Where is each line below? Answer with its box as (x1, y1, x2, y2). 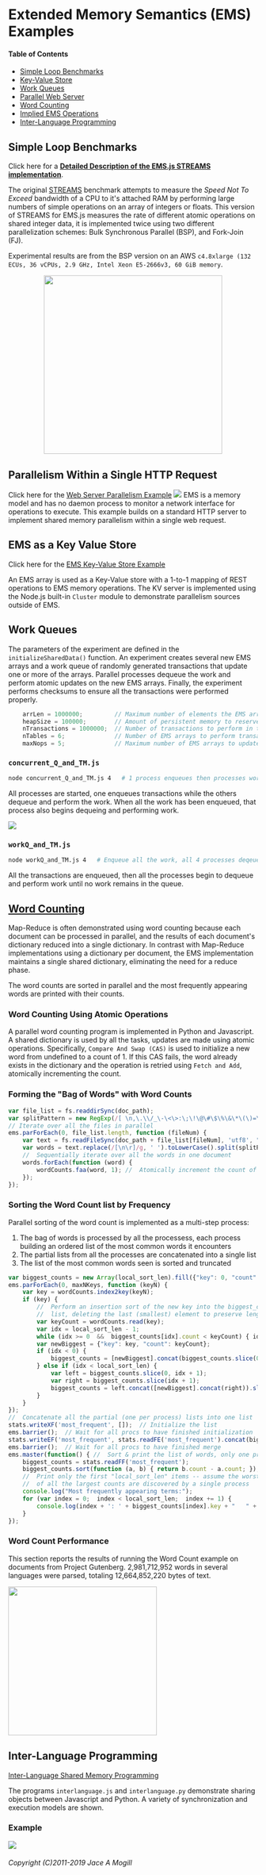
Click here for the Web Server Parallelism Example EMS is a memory (8, 490, 241, 500)
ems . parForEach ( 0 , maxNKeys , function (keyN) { (8, 1281, 169, 1289)
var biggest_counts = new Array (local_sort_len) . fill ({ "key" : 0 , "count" (8, 1274, 257, 1281)
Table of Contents (8, 49, 69, 59)
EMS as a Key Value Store (8, 538, 137, 552)
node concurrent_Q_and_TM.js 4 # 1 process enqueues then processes (8, 774, 246, 782)
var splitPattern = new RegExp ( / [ (8, 1114, 123, 1122)
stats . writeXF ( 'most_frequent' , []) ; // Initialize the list (8, 1421, 218, 1429)
